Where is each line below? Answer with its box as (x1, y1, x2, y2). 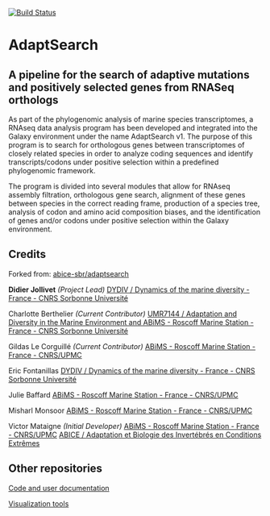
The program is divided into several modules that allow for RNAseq (8, 181, 231, 191)
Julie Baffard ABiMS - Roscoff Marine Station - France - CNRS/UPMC (8, 389, 239, 399)
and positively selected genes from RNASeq (8, 81, 235, 94)
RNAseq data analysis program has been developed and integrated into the (8, 123, 258, 132)
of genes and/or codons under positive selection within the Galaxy (8, 216, 230, 225)
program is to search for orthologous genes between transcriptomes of (8, 140, 245, 149)
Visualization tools (8, 498, 69, 508)
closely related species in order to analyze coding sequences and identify (8, 149, 254, 158)
